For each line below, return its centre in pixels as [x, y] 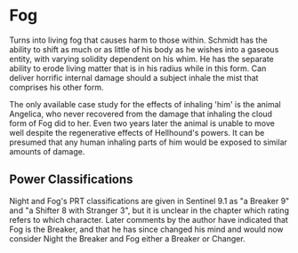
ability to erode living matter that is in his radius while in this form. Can [138, 68]
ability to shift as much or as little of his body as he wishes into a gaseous [144, 49]
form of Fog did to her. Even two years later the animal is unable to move [142, 123]
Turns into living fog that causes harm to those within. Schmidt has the [139, 40]
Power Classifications [71, 180]
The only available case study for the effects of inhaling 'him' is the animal [145, 104]
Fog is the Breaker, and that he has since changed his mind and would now [146, 229]
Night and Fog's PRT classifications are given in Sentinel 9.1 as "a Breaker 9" [149, 201]
